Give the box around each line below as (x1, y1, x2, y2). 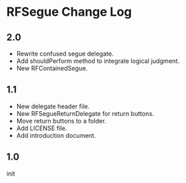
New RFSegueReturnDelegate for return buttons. (16, 109, 154, 117)
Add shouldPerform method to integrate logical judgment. (16, 57, 180, 65)
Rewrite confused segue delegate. (16, 49, 114, 58)
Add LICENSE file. (16, 124, 67, 132)
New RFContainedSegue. (16, 64, 88, 72)
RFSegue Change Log (6, 4, 132, 20)
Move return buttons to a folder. (16, 117, 107, 125)
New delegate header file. (16, 102, 90, 110)
